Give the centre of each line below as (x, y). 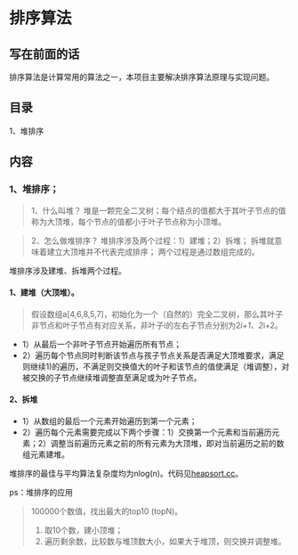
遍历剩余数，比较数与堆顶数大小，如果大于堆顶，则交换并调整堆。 (165, 541)
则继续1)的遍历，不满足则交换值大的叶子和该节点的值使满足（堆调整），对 (156, 366)
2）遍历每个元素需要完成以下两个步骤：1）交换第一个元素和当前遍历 (147, 432)
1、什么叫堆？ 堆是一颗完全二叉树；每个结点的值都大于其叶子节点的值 (158, 210)
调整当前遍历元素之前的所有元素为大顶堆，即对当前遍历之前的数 (167, 443)
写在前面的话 (44, 54)
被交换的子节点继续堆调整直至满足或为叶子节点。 (112, 377)
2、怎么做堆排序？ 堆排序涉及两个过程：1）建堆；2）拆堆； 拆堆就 (153, 241)
